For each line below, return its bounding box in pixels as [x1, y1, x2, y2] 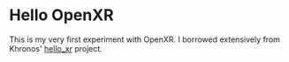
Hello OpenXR [9, 5, 114, 25]
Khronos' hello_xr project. [9, 43, 103, 53]
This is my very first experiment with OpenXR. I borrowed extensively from [9, 34, 281, 45]
